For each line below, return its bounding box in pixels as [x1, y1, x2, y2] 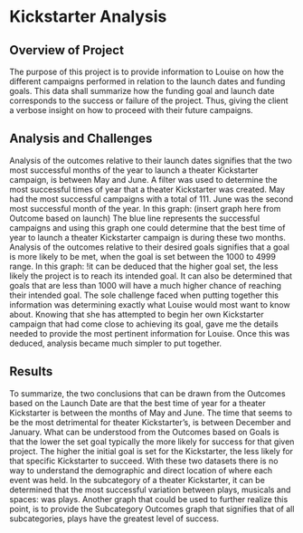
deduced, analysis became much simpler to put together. [9, 338, 223, 348]
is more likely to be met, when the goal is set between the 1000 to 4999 [9, 251, 276, 262]
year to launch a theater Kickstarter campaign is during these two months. [9, 232, 287, 243]
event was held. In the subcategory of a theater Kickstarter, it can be [9, 474, 265, 485]
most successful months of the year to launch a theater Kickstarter [9, 165, 259, 176]
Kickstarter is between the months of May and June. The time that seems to [9, 407, 293, 418]
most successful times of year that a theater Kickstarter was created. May [9, 184, 286, 195]
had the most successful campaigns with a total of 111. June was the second [9, 193, 294, 205]
